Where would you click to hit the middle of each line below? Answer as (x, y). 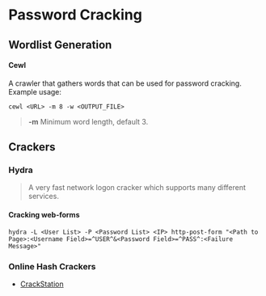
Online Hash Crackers (52, 266)
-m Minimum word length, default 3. (88, 121)
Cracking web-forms (44, 215)
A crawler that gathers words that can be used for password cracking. (125, 83)
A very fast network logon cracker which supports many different (137, 188)
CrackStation (42, 284)
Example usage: (35, 91)
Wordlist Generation (60, 45)
